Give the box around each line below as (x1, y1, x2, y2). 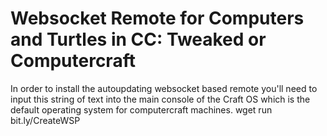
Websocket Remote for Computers (10, 7, 305, 30)
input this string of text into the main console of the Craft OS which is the (10, 93, 311, 105)
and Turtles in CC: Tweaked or (10, 28, 267, 51)
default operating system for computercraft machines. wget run (10, 103, 273, 116)
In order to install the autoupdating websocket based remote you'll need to (10, 82, 318, 94)
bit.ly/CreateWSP (10, 114, 81, 126)
